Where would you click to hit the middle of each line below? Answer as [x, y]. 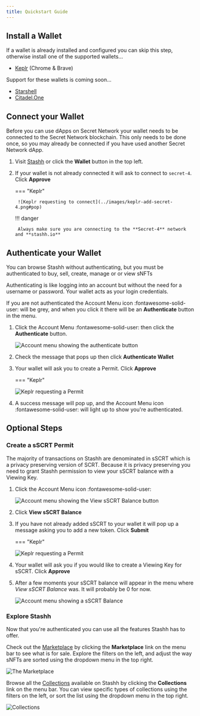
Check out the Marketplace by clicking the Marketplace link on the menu [96, 647]
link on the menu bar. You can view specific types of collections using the [97, 689]
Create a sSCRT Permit [40, 445]
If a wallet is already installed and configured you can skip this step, [90, 50]
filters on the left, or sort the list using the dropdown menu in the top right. [97, 696]
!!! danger [27, 218]
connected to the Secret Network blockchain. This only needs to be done [96, 137]
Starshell [26, 91]
